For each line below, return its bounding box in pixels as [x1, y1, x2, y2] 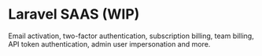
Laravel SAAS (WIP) [8, 5, 140, 23]
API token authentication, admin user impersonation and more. [8, 39, 211, 48]
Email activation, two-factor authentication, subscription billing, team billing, [8, 31, 254, 40]
